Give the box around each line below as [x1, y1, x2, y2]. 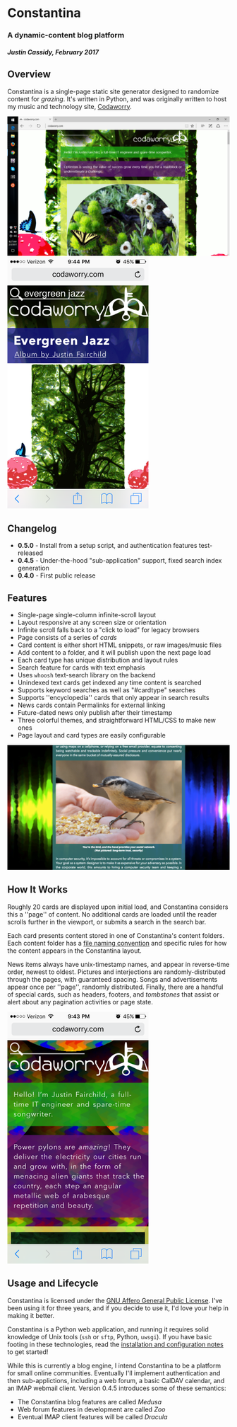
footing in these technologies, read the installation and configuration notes [7, 1340, 224, 1348]
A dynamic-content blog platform [7, 30, 125, 40]
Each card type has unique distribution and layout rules [17, 656, 178, 665]
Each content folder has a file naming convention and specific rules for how [7, 939, 227, 947]
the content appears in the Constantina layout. [7, 946, 142, 955]
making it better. [7, 1311, 55, 1319]
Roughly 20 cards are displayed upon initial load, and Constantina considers [7, 902, 229, 911]
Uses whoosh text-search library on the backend [17, 671, 157, 680]
